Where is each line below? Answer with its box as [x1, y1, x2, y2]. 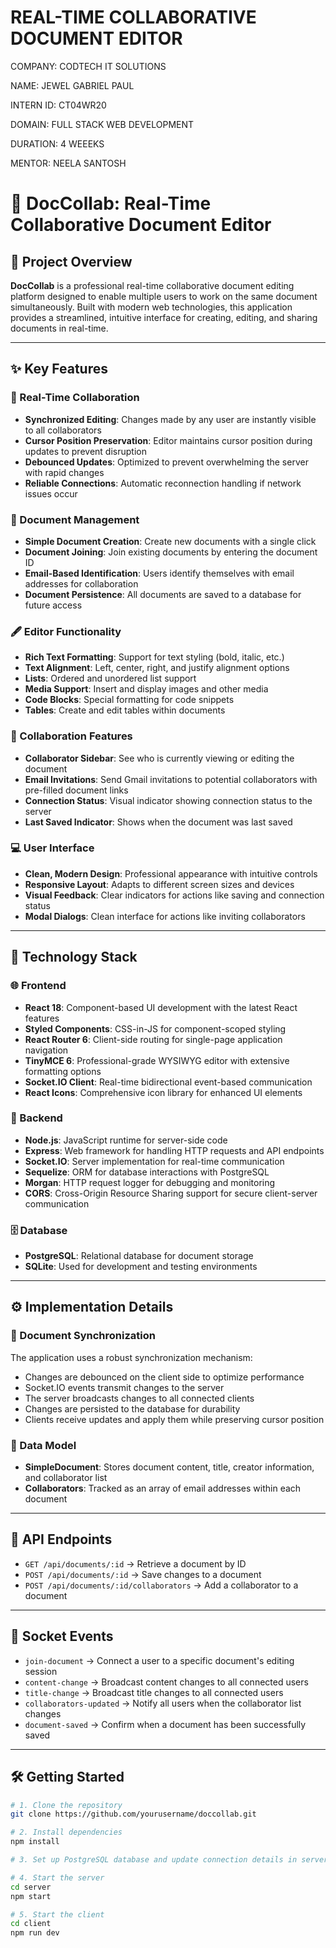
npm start [10, 1891, 52, 1901]
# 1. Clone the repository [10, 1800, 123, 1810]
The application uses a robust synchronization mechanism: [10, 1351, 253, 1363]
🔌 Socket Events [10, 1628, 114, 1645]
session [24, 1665, 58, 1677]
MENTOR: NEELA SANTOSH [10, 157, 127, 169]
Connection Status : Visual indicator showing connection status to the [24, 794, 313, 806]
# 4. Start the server [10, 1872, 105, 1883]
